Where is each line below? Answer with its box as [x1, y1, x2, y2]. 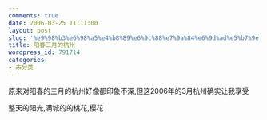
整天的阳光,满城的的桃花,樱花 [8, 103, 104, 112]
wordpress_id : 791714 [8, 48, 81, 56]
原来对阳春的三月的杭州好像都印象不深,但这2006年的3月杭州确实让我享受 [8, 86, 249, 95]
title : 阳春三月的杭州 [8, 41, 76, 49]
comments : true [8, 11, 59, 20]
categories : [8, 56, 48, 64]
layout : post [8, 26, 52, 34]
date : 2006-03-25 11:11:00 [8, 19, 98, 27]
